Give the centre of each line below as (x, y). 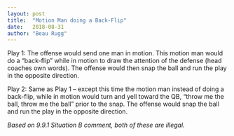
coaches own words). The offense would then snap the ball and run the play (117, 68)
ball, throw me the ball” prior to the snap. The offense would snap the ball (113, 104)
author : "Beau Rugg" (37, 33)
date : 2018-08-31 (36, 27)
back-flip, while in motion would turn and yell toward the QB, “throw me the (116, 97)
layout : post (26, 14)
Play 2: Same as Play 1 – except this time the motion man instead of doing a (116, 89)
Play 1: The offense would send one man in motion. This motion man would (115, 53)
